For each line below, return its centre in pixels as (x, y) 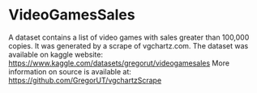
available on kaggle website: (56, 54)
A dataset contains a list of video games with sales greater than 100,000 (129, 37)
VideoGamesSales (72, 15)
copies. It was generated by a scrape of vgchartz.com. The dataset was (128, 45)
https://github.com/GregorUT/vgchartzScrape (85, 80)
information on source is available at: (70, 71)
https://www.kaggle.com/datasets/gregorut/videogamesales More (119, 63)
